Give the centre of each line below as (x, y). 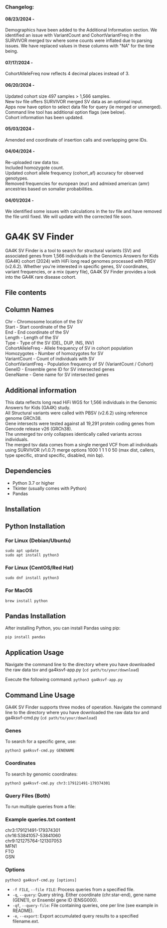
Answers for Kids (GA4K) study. (38, 408)
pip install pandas (25, 637)
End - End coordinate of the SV (37, 332)
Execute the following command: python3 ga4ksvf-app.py (64, 680)
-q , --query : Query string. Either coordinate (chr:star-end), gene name (84, 895)
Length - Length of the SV (32, 338)
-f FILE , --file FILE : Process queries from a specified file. (73, 889)
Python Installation (35, 526)
